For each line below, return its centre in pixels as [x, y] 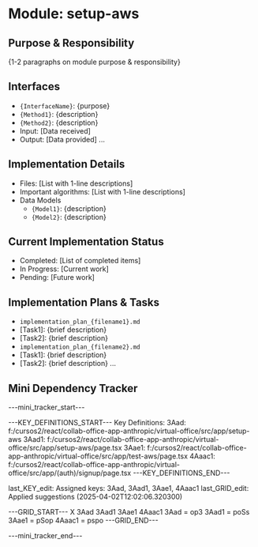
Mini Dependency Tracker [73, 388]
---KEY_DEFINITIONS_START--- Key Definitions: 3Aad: [97, 423]
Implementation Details [67, 164]
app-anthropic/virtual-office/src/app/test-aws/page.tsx [98, 456]
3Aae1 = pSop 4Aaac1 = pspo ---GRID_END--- [84, 521]
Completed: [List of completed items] [80, 261]
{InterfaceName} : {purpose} [65, 106]
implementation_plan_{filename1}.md [80, 322]
